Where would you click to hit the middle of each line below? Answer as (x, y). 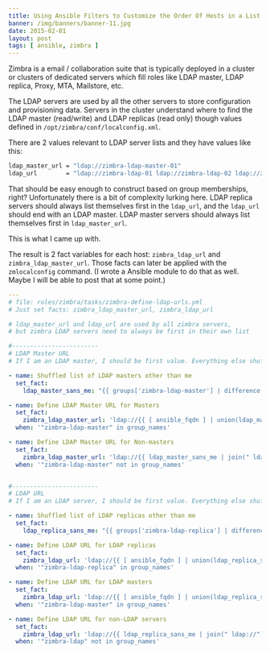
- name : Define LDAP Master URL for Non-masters (91, 442)
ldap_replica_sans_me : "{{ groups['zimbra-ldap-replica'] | (125, 531)
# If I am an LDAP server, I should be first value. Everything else (127, 501)
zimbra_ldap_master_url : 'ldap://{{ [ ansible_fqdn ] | (119, 420)
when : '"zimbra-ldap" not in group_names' (88, 642)
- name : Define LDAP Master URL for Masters (84, 405)
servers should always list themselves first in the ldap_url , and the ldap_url (134, 205)
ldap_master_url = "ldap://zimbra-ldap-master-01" (95, 166)
